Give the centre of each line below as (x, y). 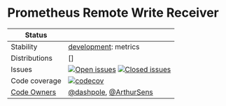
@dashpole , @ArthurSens (111, 92)
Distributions (32, 58)
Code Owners (34, 92)
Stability (24, 47)
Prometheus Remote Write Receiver (113, 13)
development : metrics (104, 47)
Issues (22, 69)
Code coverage (36, 80)
